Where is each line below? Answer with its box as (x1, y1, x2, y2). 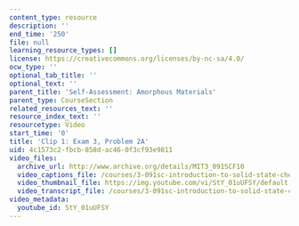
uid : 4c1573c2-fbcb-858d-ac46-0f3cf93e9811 (9, 145, 174, 154)
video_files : (9, 153, 58, 163)
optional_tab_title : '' (9, 71, 98, 80)
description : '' (9, 21, 69, 30)
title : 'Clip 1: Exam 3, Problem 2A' (9, 137, 149, 146)
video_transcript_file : (17, 187, 105, 196)
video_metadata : (9, 195, 69, 205)
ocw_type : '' (9, 63, 58, 72)
